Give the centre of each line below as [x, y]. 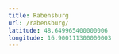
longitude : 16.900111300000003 [60, 38]
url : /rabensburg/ [38, 23]
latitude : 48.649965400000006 [58, 30]
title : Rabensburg [38, 15]
